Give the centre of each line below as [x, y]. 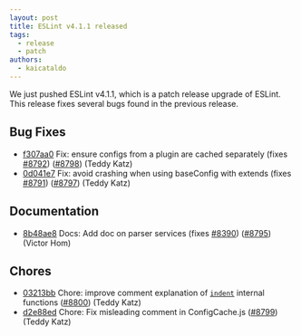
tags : [19, 34]
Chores [30, 271]
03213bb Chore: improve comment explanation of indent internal [143, 293]
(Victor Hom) [47, 243]
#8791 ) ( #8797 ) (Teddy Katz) [77, 183]
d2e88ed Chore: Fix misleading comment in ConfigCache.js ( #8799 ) [150, 312]
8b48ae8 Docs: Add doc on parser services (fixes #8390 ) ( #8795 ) [147, 233]
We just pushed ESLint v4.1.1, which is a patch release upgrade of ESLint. [145, 94]
